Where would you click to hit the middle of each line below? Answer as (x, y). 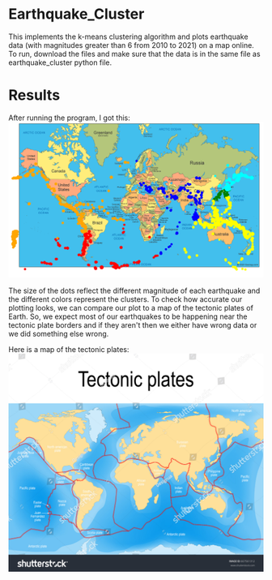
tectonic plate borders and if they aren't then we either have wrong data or (133, 324)
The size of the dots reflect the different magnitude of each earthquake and (134, 290)
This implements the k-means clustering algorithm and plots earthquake (128, 37)
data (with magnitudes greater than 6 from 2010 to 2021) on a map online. (132, 45)
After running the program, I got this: (70, 118)
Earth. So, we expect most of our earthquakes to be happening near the (128, 316)
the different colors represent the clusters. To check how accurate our (125, 299)
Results (34, 95)
